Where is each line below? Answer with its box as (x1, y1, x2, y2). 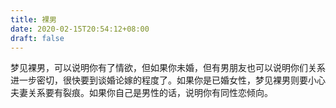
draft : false (10, 33, 65, 43)
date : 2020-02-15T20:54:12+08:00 (10, 24, 150, 34)
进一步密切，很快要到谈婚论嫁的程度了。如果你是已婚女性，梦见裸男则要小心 (10, 74, 326, 86)
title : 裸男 (10, 14, 57, 25)
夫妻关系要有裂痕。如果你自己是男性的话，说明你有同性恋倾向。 (10, 87, 273, 99)
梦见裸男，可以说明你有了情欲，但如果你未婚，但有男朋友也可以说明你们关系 (10, 62, 326, 74)
